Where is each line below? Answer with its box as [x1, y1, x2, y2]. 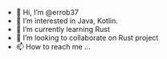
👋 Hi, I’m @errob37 [15, 8, 79, 17]
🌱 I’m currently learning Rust [15, 25, 111, 33]
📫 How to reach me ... [15, 42, 91, 51]
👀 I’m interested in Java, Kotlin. [15, 16, 119, 26]
